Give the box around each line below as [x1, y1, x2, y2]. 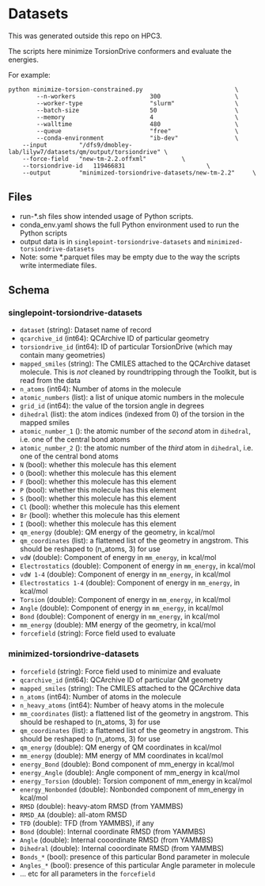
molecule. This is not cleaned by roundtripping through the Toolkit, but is [19, 367, 257, 377]
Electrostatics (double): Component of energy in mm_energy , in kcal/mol [19, 561, 256, 571]
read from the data [19, 376, 81, 385]
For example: [8, 70, 51, 79]
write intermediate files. [19, 260, 97, 270]
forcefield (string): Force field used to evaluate [19, 628, 176, 639]
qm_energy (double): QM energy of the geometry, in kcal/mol [19, 527, 215, 537]
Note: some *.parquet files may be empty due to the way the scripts [19, 251, 240, 262]
